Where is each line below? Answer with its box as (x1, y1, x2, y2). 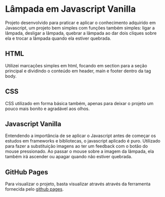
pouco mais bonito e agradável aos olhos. (5, 106, 90, 112)
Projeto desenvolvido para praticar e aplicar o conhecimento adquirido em (5, 20, 156, 26)
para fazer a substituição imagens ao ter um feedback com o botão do (5, 143, 148, 149)
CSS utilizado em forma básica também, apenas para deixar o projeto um (5, 100, 154, 106)
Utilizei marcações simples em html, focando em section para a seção (5, 62, 147, 68)
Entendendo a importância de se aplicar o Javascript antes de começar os (5, 133, 156, 139)
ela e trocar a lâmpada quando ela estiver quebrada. (5, 35, 111, 41)
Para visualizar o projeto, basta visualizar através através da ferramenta (5, 181, 151, 187)
